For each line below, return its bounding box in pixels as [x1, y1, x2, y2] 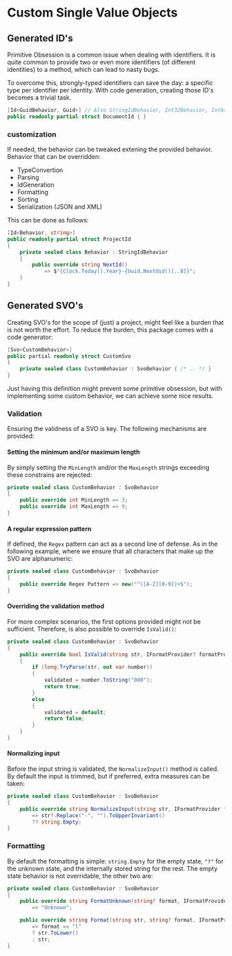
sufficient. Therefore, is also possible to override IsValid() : [7, 624, 177, 633]
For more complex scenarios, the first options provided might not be [7, 617, 202, 626]
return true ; [43, 683, 81, 690]
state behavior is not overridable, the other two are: [7, 872, 153, 880]
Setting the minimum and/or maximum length [7, 448, 140, 456]
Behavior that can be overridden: [7, 153, 101, 161]
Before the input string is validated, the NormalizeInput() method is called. [7, 765, 219, 773]
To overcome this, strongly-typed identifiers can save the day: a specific [7, 79, 213, 87]
